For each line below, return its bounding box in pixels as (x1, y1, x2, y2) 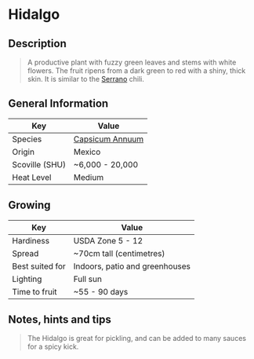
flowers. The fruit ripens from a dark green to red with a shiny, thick (27, 66, 246, 75)
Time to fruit (12, 286, 57, 297)
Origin (12, 146, 35, 157)
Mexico (73, 146, 101, 157)
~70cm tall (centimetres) (73, 247, 165, 258)
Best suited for (12, 261, 67, 272)
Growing (8, 199, 51, 212)
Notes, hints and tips (8, 313, 111, 327)
